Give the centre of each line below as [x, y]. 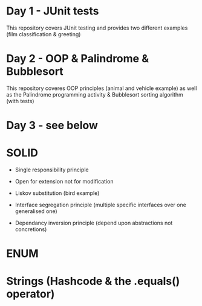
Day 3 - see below [52, 126]
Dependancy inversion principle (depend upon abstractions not [94, 223]
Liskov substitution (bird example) [57, 193]
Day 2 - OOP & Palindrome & [78, 59]
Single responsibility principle [52, 170]
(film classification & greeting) [44, 34]
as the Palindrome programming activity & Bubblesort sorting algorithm [95, 94]
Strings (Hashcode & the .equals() [93, 281]
